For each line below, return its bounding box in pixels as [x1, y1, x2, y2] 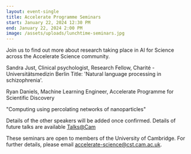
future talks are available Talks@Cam [6, 123, 96, 130]
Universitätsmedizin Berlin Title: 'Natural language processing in [6, 71, 162, 78]
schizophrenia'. [6, 77, 43, 84]
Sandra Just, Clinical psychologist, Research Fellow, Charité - [6, 64, 155, 71]
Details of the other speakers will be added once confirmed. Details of [6, 117, 176, 124]
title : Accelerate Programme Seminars [6, 14, 101, 20]
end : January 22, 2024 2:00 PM [6, 25, 83, 31]
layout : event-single [6, 8, 59, 15]
